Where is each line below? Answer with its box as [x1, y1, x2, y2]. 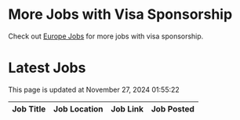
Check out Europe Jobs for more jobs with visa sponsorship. [8, 31, 204, 41]
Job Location [53, 104, 104, 115]
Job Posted [151, 104, 195, 115]
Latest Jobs [8, 59, 86, 77]
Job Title [12, 104, 46, 115]
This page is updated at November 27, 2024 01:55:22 [8, 85, 180, 94]
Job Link [111, 104, 144, 115]
